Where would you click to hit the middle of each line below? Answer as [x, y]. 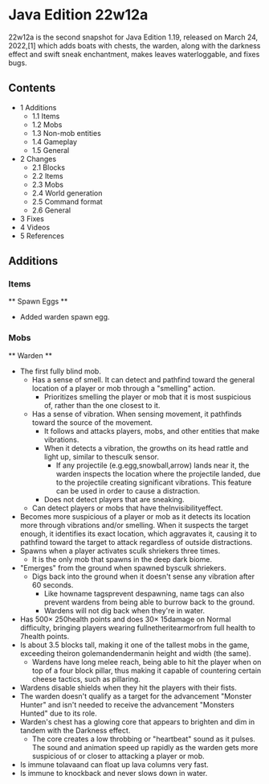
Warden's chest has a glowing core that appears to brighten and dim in [137, 721]
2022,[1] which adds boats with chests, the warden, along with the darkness [134, 45]
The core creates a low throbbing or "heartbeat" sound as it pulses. [143, 739]
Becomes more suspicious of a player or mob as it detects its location [135, 516]
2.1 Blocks [49, 167]
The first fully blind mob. [61, 371]
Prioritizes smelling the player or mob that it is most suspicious [147, 397]
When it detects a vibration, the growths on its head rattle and [146, 448]
